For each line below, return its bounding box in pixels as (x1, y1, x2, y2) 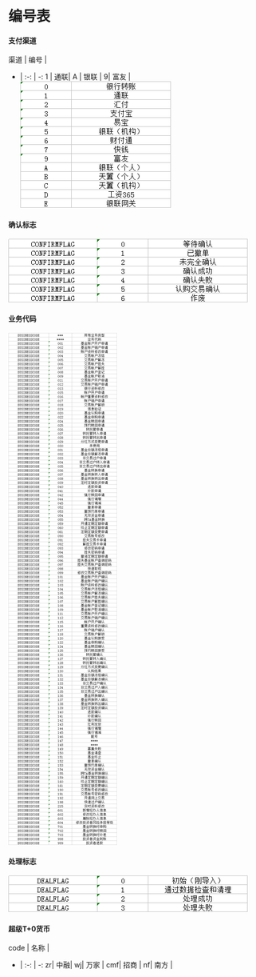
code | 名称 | (8, 943, 50, 953)
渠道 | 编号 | (8, 55, 48, 65)
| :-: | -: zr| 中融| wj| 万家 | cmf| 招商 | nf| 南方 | (19, 960, 173, 970)
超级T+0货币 (8, 923, 50, 933)
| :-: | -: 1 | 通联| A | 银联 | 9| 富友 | (19, 72, 132, 82)
